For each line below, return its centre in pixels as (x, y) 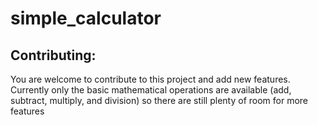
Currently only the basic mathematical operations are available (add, (151, 90)
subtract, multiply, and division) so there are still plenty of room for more (159, 100)
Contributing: (53, 55)
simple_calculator (86, 18)
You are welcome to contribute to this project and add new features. (150, 79)
